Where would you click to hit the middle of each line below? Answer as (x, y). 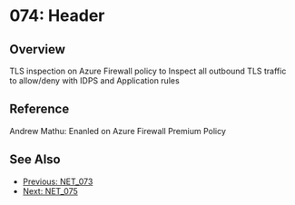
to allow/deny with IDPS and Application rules (94, 81)
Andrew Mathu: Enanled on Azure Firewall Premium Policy (118, 131)
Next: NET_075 (50, 190)
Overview (38, 49)
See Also (35, 160)
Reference (39, 109)
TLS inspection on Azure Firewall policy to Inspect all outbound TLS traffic (148, 71)
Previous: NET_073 (58, 181)
